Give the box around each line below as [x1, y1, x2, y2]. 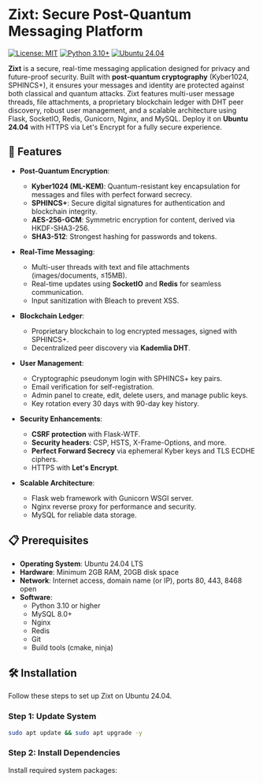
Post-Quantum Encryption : [19, 166, 110, 175]
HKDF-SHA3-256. [31, 223, 90, 233]
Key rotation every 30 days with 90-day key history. [31, 398, 199, 408]
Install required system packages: [8, 765, 118, 774]
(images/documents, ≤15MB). [31, 270, 128, 280]
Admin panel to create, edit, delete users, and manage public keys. [31, 390, 248, 400]
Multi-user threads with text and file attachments [31, 262, 191, 271]
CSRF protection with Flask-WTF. [31, 429, 141, 438]
